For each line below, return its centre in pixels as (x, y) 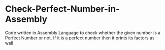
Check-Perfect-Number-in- (63, 9)
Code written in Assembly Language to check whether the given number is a (83, 33)
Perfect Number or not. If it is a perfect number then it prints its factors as (80, 38)
